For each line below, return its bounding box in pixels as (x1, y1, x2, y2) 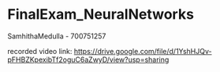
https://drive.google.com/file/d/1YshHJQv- (73, 46, 212, 56)
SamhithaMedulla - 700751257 (7, 31, 106, 41)
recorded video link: (7, 46, 73, 56)
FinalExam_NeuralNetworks (7, 5, 195, 23)
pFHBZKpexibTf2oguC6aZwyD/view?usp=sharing (7, 55, 170, 64)
